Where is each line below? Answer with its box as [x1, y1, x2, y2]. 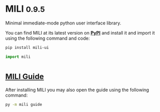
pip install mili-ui [5, 45, 50, 50]
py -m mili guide [5, 102, 42, 107]
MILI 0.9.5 [5, 3, 45, 15]
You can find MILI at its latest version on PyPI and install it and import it [5, 30, 155, 36]
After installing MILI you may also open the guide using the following [5, 87, 149, 93]
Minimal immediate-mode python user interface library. [5, 20, 122, 26]
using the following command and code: [5, 35, 90, 41]
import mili [5, 54, 31, 59]
